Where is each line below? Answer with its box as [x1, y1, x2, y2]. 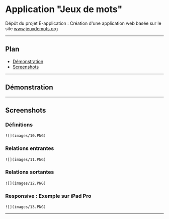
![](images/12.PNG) [5, 181, 46, 186]
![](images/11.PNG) [5, 157, 46, 162]
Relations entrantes [5, 145, 54, 152]
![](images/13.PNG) [5, 204, 46, 210]
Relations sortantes [5, 169, 54, 176]
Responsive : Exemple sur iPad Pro [5, 192, 92, 199]
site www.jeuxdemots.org [5, 25, 58, 31]
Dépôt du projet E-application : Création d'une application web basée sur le [5, 20, 162, 26]
